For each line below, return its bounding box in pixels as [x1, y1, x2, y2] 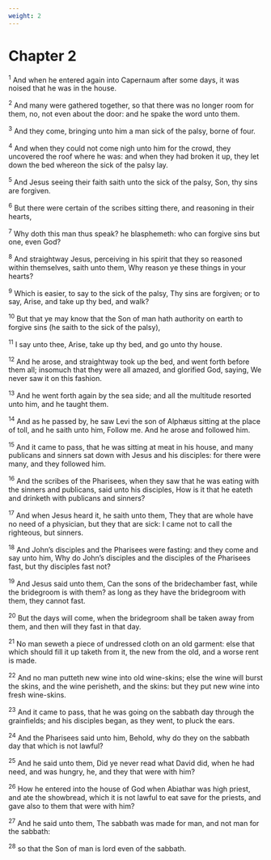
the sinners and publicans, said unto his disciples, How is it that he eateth [8, 485, 253, 494]
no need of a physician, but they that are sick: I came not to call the [8, 519, 233, 528]
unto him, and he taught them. [8, 400, 109, 409]
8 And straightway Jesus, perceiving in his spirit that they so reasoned [8, 252, 243, 264]
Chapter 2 [8, 46, 77, 65]
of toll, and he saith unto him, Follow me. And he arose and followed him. [8, 425, 251, 434]
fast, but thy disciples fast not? [8, 561, 111, 571]
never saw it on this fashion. [8, 374, 103, 383]
